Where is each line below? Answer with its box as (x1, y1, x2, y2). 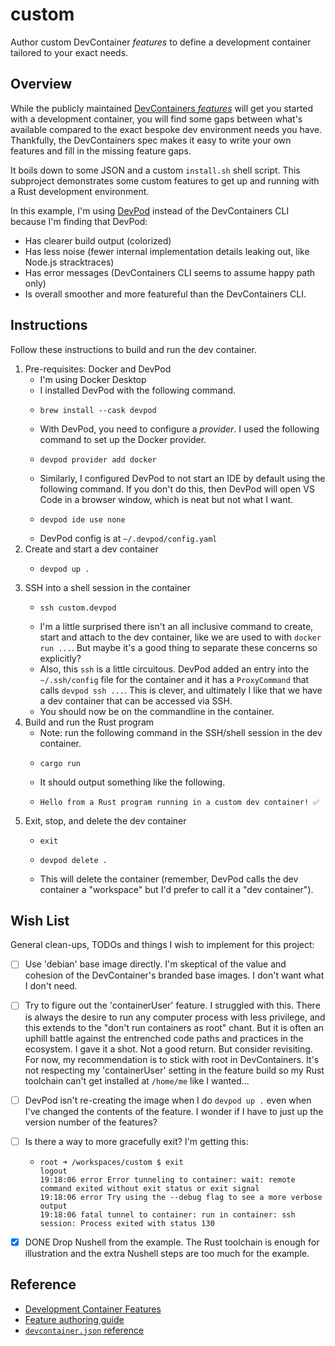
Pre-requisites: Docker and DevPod (24, 363, 172, 375)
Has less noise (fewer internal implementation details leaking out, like (24, 245, 310, 257)
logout (39, 1166, 68, 1176)
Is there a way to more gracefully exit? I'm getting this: (24, 1135, 249, 1147)
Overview (10, 76, 73, 93)
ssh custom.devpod (39, 603, 117, 613)
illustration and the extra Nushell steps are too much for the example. (24, 1247, 310, 1259)
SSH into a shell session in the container (24, 581, 192, 593)
